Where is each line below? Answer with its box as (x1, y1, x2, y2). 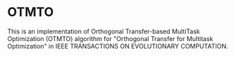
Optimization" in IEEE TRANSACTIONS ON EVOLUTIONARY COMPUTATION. (7, 42, 228, 50)
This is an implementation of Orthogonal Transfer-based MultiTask (7, 27, 200, 35)
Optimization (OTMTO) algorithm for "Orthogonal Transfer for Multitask (7, 34, 214, 42)
